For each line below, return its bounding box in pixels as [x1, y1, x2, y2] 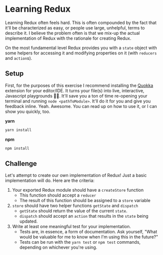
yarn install [5, 127, 32, 132]
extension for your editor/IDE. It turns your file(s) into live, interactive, [5, 87, 144, 94]
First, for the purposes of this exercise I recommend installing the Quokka [5, 82, 153, 88]
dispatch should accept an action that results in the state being [19, 213, 148, 219]
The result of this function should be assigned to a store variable [19, 198, 151, 204]
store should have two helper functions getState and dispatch [12, 203, 139, 209]
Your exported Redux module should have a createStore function [12, 187, 144, 193]
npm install [5, 146, 29, 151]
